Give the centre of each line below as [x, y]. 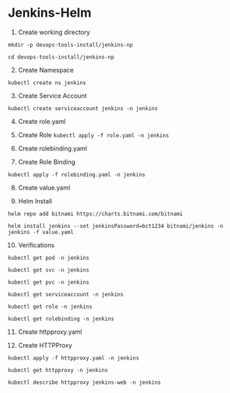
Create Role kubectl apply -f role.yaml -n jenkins [93, 134]
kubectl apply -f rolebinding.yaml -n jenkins [77, 175]
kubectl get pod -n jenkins [49, 258]
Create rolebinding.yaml [53, 148]
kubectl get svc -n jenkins [49, 270]
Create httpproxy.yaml [50, 332]
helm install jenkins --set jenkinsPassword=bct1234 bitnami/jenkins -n [116, 226]
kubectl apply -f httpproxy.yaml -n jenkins [74, 358]
